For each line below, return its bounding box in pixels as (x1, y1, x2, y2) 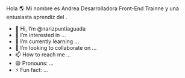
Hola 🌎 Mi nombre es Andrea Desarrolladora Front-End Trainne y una (6, 5, 180, 12)
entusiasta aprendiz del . (6, 14, 67, 20)
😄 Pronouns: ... (14, 59, 54, 67)
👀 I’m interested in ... (14, 32, 66, 38)
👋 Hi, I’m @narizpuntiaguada (14, 25, 86, 32)
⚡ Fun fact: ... (14, 67, 48, 73)
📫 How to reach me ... (14, 51, 71, 58)
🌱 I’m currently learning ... (14, 38, 80, 45)
